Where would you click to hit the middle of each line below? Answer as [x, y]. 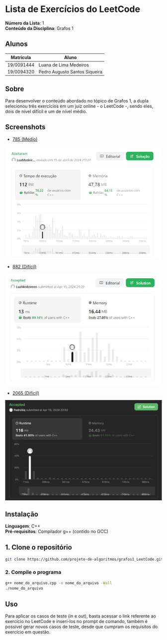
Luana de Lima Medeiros [64, 65]
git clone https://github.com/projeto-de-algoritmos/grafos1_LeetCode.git [84, 560]
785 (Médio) [25, 139]
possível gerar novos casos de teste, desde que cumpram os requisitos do [82, 627]
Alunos [17, 44]
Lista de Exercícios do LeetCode [73, 9]
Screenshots [25, 127]
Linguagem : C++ [23, 526]
